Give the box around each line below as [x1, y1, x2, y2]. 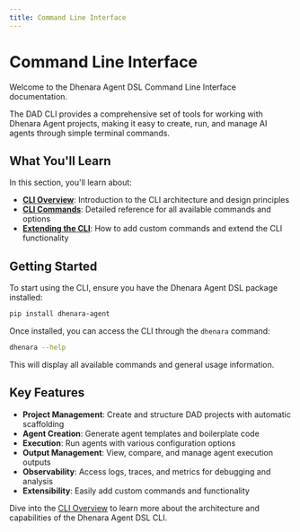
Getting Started [9, 258, 98, 274]
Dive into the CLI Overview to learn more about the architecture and [9, 502, 260, 513]
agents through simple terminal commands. [9, 127, 171, 138]
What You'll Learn [9, 153, 111, 169]
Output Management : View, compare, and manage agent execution [22, 447, 274, 458]
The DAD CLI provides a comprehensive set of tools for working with [9, 109, 263, 119]
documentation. [9, 91, 68, 101]
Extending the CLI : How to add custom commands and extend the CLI [22, 223, 283, 234]
